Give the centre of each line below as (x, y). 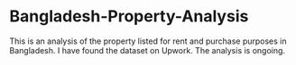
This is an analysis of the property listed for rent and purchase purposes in (148, 41)
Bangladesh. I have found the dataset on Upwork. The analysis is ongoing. (148, 50)
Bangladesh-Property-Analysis (129, 16)
